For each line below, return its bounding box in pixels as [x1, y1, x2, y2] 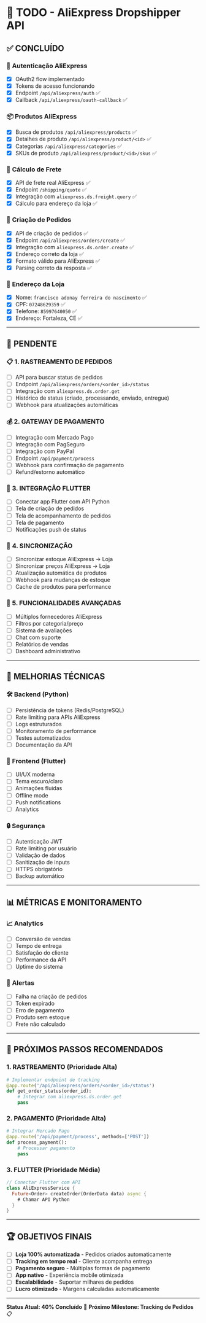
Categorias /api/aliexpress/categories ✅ [15, 142, 123, 150]
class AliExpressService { [6, 1185, 75, 1191]
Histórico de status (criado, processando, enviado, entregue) [15, 394, 170, 402]
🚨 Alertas [6, 979, 35, 987]
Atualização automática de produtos [15, 569, 107, 576]
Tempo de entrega [15, 942, 63, 950]
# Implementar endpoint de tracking [6, 1077, 100, 1083]
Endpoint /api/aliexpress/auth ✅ [15, 89, 101, 96]
